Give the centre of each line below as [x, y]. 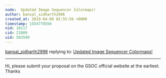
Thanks [13, 71]
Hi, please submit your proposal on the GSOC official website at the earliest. [83, 66]
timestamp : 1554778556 [28, 24]
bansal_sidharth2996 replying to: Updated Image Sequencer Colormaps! [79, 51]
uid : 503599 [17, 38]
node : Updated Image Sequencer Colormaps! [51, 10]
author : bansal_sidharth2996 [35, 14]
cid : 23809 [16, 33]
